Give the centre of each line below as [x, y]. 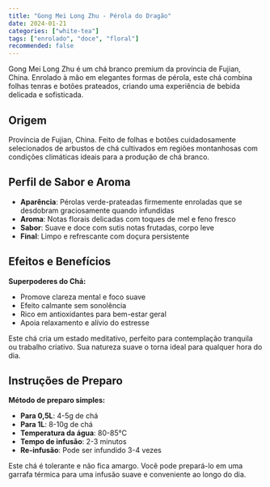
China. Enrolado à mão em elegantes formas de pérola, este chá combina [131, 78]
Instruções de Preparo [65, 381]
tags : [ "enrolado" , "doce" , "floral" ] [74, 38]
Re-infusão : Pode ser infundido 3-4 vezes [91, 451]
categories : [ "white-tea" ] [54, 31]
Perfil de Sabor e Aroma [70, 182]
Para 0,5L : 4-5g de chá [59, 416]
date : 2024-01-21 [38, 23]
